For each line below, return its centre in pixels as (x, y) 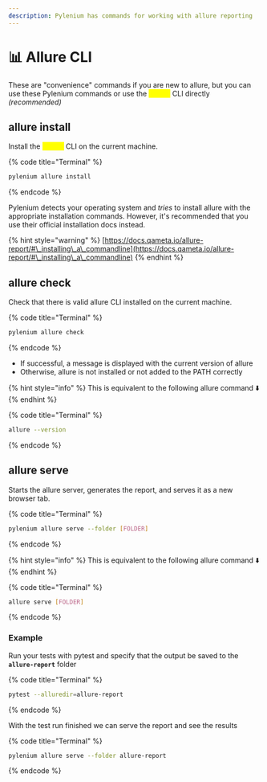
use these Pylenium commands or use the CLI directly (109, 93)
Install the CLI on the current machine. (83, 146)
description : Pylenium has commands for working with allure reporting (130, 16)
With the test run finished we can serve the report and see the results (123, 725)
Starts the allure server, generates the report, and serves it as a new (121, 489)
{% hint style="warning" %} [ (57, 240)
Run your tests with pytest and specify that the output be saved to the (123, 655)
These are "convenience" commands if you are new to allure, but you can (129, 84)
